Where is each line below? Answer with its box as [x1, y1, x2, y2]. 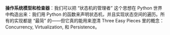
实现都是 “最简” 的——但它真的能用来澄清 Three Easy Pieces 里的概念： [14, 18, 164, 23]
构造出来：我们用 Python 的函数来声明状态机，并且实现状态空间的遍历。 [9, 11, 161, 17]
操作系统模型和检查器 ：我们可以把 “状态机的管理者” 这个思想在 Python [5, 5, 152, 11]
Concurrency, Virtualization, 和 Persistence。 [5, 24, 100, 30]
